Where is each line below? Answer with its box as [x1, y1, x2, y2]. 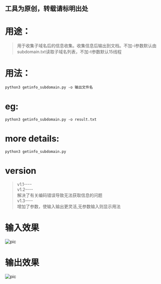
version [5, 166, 36, 176]
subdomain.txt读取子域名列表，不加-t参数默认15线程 [17, 49, 122, 55]
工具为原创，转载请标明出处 [5, 4, 89, 13]
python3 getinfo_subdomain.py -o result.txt [5, 117, 97, 122]
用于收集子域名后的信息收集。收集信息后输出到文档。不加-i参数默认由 [17, 43, 157, 49]
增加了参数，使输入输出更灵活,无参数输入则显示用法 [17, 203, 121, 210]
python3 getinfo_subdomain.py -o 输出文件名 [5, 85, 93, 90]
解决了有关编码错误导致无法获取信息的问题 [17, 192, 103, 198]
